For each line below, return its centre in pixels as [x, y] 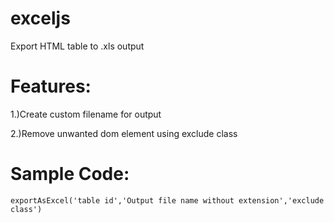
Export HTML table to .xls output [77, 46]
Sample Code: [70, 174]
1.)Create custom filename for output [86, 114]
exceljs [40, 18]
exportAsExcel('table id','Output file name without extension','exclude [167, 200]
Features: [51, 86]
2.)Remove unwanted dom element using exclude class [124, 133]
